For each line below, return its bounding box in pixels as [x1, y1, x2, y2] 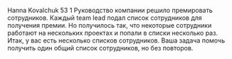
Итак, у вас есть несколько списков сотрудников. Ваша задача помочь [7, 36, 226, 45]
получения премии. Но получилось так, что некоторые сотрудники [7, 21, 212, 29]
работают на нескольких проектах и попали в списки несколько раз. [7, 28, 218, 37]
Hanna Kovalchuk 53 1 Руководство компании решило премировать [7, 6, 213, 14]
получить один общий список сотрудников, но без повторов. [7, 44, 194, 52]
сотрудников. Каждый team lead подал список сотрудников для [7, 14, 203, 22]
